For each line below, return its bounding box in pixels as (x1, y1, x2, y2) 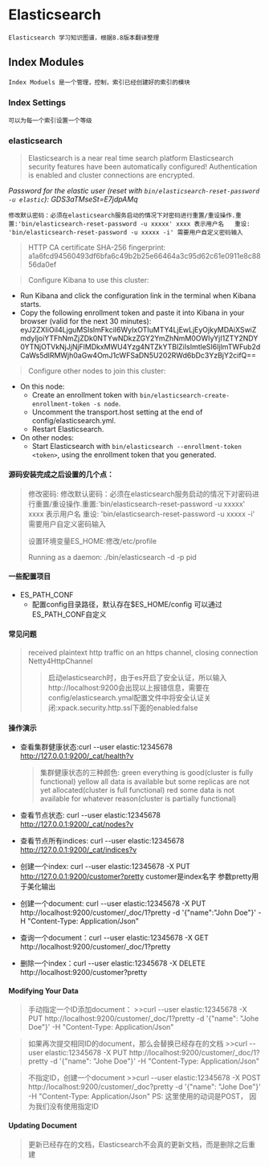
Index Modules (8, 55, 84, 69)
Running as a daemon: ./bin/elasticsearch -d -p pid (27, 552, 197, 561)
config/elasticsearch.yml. (31, 416, 116, 426)
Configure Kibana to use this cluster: (27, 275, 150, 285)
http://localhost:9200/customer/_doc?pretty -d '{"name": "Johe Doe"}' (27, 1082, 261, 1092)
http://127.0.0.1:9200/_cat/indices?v (19, 845, 137, 855)
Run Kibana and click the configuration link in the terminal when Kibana (19, 291, 257, 300)
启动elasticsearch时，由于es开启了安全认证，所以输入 (47, 672, 227, 682)
